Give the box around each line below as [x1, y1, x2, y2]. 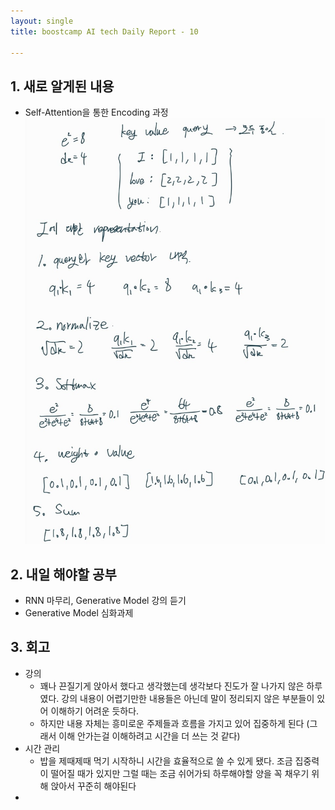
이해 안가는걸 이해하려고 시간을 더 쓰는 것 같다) [58, 730, 241, 742]
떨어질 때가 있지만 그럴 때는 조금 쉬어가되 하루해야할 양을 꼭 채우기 [50, 767, 310, 779]
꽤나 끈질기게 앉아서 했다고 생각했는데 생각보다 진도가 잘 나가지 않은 [39, 680, 305, 692]
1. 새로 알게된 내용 [10, 78, 115, 95]
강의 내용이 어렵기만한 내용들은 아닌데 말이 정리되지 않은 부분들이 [61, 692, 315, 704]
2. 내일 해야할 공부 [10, 566, 117, 583]
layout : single [10, 16, 74, 26]
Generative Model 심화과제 [24, 607, 134, 619]
